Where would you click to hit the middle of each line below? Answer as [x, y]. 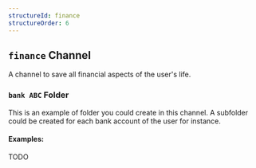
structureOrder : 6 [39, 23]
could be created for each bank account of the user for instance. [114, 121]
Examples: [26, 139]
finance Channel [50, 55]
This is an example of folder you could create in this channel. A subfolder [128, 112]
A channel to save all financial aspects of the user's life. [100, 74]
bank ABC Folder [39, 95]
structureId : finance [44, 16]
